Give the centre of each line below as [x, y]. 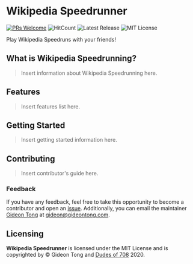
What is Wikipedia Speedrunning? [72, 58]
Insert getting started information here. [69, 140]
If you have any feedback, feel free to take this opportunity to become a [95, 202]
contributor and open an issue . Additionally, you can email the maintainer [97, 209]
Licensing [25, 234]
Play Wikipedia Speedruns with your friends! [61, 39]
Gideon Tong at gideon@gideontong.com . [58, 215]
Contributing [31, 159]
